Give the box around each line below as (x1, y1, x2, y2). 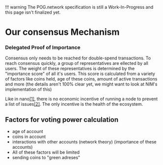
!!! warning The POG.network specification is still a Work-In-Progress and (5, 4, 154, 10)
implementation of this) (5, 86, 52, 92)
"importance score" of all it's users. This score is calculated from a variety (5, 71, 156, 77)
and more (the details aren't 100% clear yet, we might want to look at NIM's (5, 81, 158, 87)
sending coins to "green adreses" (12, 155, 81, 161)
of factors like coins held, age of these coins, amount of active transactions (5, 76, 158, 82)
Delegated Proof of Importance (5, 44, 81, 51)
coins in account (12, 134, 46, 139)
